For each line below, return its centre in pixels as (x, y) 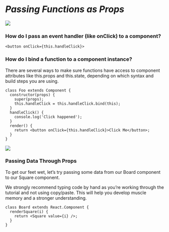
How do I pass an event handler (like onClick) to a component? (83, 36)
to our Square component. (33, 177)
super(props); (29, 99)
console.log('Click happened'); (48, 117)
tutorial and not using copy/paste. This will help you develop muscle (76, 193)
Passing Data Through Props (41, 161)
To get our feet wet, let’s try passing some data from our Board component (83, 172)
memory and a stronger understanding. (46, 198)
